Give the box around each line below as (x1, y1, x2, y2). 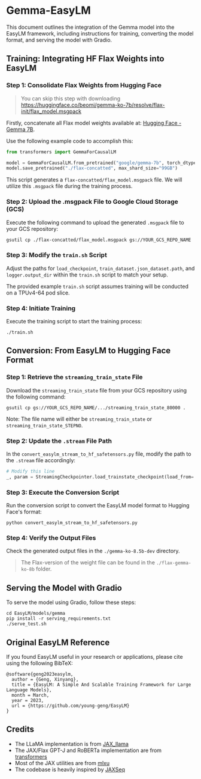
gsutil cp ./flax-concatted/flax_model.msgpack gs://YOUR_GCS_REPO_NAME (6, 237, 191, 243)
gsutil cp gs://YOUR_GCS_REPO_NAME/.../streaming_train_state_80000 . (6, 405, 186, 411)
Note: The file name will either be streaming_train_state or (6, 415, 153, 423)
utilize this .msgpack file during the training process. (6, 183, 133, 190)
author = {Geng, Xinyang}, (11, 676, 79, 682)
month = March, (11, 692, 50, 698)
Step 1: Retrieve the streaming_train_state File (6, 373, 143, 382)
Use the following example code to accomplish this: (6, 137, 133, 144)
